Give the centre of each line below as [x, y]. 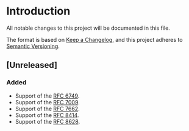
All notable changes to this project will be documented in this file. [88, 28]
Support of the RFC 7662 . [48, 109]
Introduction [38, 11]
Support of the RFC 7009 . [48, 102]
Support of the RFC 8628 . [48, 121]
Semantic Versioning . [33, 46]
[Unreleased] [32, 65]
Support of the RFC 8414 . [47, 115]
